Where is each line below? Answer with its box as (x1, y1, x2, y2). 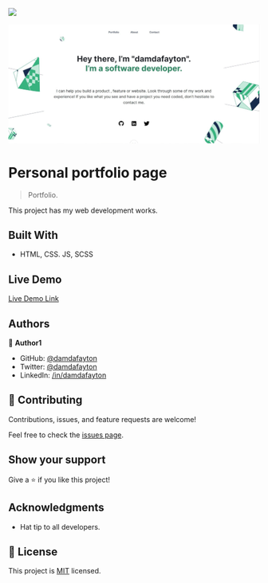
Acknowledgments (8, 501, 105, 515)
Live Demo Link (8, 294, 60, 303)
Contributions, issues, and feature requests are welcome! (8, 414, 197, 424)
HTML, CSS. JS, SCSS (19, 249, 94, 259)
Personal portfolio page (8, 163, 167, 182)
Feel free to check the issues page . (8, 430, 124, 440)
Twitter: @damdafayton (19, 362, 97, 372)
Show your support (8, 453, 106, 467)
